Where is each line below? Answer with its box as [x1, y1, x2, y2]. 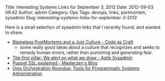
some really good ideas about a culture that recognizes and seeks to [19, 44, 160, 50]
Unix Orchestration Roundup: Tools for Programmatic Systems [12, 65, 140, 71]
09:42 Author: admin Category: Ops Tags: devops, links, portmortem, [5, 9, 147, 15]
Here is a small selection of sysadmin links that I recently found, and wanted [5, 24, 161, 30]
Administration [12, 71, 43, 76]
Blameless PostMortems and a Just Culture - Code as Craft [12, 39, 134, 45]
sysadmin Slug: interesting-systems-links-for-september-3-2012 [5, 15, 137, 20]
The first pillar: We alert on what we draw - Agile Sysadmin [12, 55, 133, 61]
